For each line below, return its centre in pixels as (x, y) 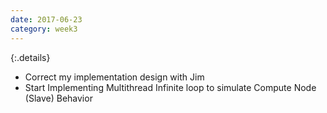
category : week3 (44, 29)
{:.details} (30, 57)
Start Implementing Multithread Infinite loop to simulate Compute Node (170, 87)
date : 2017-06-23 (46, 19)
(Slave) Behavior (58, 98)
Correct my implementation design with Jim (114, 77)
